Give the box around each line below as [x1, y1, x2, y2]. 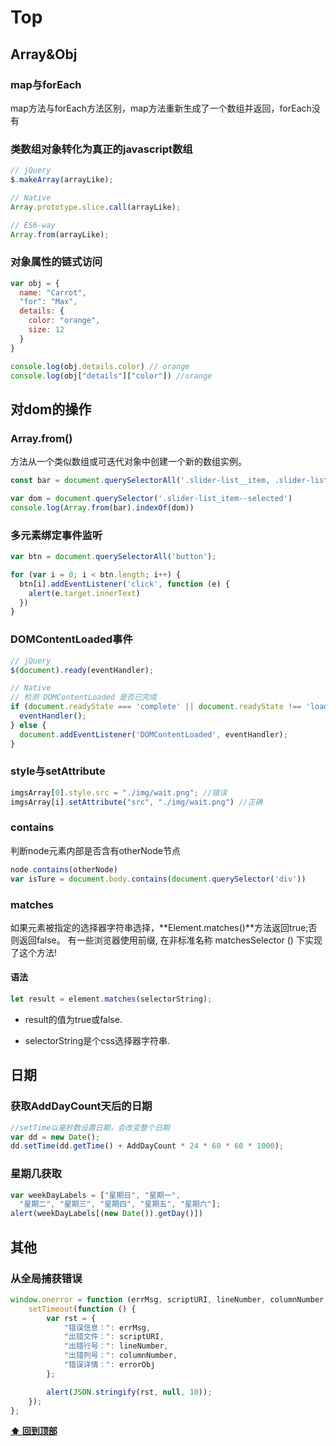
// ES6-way [10, 220, 56, 230]
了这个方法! [10, 946, 58, 958]
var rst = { [46, 1313, 97, 1323]
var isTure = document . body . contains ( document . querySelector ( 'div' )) [10, 874, 307, 884]
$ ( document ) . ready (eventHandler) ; [10, 665, 155, 675]
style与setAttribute [10, 764, 106, 778]
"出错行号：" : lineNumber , [63, 1341, 169, 1351]
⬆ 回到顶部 [10, 1425, 58, 1437]
